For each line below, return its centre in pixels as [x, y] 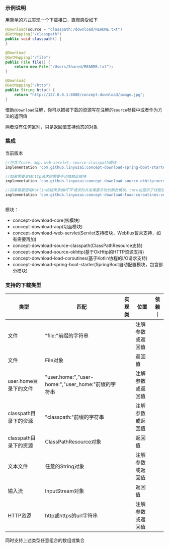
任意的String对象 [65, 467]
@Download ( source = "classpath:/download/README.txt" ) [64, 30]
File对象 [54, 361]
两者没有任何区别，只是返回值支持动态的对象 [52, 127]
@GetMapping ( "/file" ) [28, 57]
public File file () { [28, 62]
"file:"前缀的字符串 [67, 336]
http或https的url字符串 [71, 516]
